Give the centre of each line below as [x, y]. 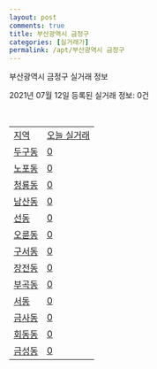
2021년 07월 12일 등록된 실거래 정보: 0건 [79, 96]
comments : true [37, 26]
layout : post [33, 17]
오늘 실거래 [69, 135]
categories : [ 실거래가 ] [49, 42]
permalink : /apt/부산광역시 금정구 [67, 50]
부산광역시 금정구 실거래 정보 [59, 77]
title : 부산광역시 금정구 [49, 34]
